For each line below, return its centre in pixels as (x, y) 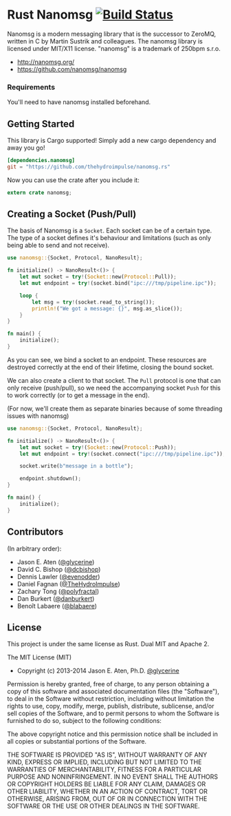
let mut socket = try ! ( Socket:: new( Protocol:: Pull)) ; (98, 277)
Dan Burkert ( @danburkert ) (56, 598)
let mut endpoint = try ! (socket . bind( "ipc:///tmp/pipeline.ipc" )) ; (118, 283)
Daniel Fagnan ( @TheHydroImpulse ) (68, 584)
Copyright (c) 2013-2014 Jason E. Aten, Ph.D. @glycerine (98, 671)
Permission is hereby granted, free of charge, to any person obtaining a (108, 684)
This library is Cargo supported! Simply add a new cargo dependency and (112, 141)
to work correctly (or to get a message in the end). (78, 395)
